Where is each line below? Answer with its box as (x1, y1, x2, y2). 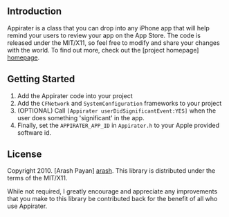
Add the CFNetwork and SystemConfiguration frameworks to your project (17, 99, 222, 107)
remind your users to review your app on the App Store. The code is (7, 31, 201, 39)
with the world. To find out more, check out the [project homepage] (7, 46, 199, 54)
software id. (17, 128, 52, 137)
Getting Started (7, 73, 75, 85)
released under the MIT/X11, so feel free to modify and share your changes (7, 38, 220, 47)
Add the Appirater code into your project (17, 91, 133, 100)
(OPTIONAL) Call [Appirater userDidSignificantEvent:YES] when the (17, 106, 217, 115)
